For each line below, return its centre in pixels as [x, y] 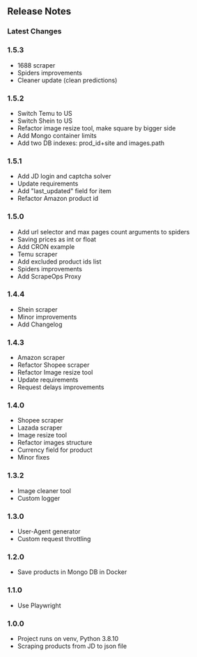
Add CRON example [46, 246]
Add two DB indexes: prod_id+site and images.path [91, 143]
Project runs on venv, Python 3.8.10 [68, 638]
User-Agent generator [49, 531]
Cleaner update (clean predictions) [67, 80]
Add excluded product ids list [60, 262]
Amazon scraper [41, 358]
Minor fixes [33, 458]
